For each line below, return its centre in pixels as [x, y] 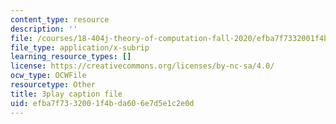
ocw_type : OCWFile [48, 76]
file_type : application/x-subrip [80, 47]
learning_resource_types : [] [71, 57]
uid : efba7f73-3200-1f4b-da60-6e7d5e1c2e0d [102, 103]
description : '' [44, 29]
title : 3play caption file [66, 94]
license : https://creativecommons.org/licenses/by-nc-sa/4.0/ [142, 66]
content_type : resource [60, 19]
